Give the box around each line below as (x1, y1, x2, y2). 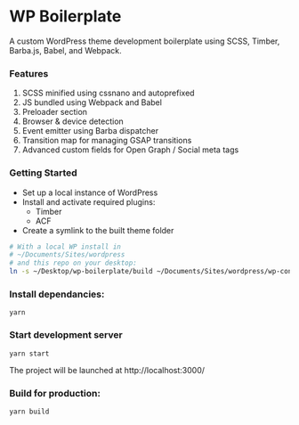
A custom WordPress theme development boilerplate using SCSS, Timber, (9, 36, 280, 46)
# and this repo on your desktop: (9, 258, 138, 268)
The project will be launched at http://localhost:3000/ (9, 364, 206, 375)
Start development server (9, 329, 123, 341)
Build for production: (9, 387, 101, 399)
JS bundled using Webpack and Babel (21, 97, 163, 108)
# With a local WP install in (9, 242, 122, 251)
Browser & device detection (21, 116, 125, 127)
